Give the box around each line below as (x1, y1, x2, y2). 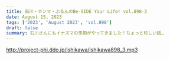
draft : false (6, 25, 38, 31)
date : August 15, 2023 (6, 14, 62, 20)
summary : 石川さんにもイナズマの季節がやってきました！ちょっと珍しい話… (6, 30, 164, 36)
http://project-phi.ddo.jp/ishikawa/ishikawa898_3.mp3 (6, 46, 138, 53)
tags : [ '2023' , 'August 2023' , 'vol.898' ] (6, 19, 112, 25)
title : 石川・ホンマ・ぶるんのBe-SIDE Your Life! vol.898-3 (6, 8, 148, 15)
